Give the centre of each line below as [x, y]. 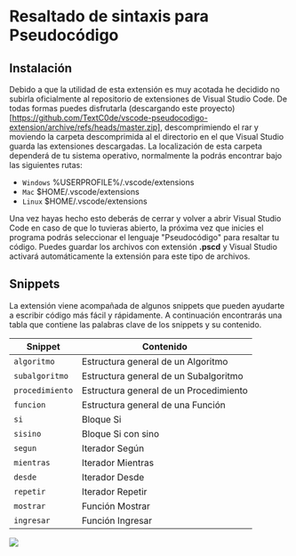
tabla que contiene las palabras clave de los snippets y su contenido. [136, 324]
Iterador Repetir [114, 491]
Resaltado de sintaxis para [109, 16]
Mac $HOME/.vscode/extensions [80, 192]
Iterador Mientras [117, 463]
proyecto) [217, 108]
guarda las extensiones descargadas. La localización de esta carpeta [136, 146]
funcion [30, 405]
